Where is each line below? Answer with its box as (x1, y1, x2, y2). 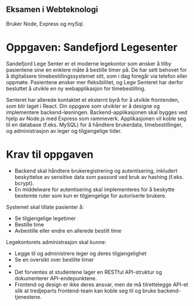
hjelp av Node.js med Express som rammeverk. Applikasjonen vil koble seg (6, 115, 187, 122)
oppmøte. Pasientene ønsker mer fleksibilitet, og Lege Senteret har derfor (6, 78, 183, 85)
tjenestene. (14, 293, 42, 300)
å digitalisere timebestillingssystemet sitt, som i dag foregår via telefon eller (6, 73, 188, 80)
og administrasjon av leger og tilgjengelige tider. (6, 127, 122, 134)
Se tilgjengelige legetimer (14, 215, 76, 222)
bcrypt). (14, 180, 34, 187)
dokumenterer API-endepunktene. (14, 274, 98, 281)
